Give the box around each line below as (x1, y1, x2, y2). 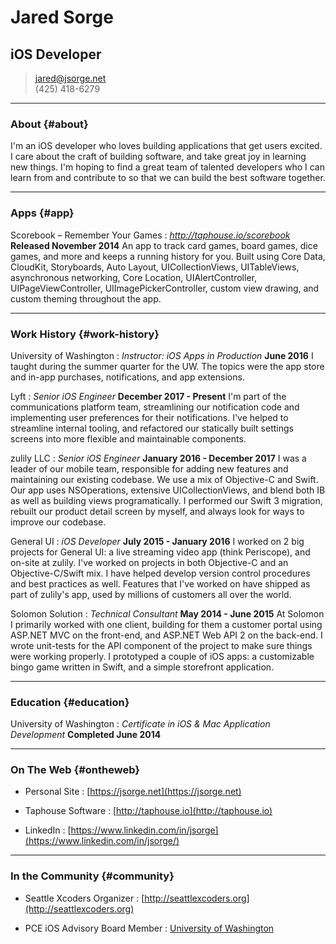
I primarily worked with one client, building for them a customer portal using (10, 618, 323, 630)
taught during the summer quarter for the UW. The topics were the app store (10, 360, 325, 372)
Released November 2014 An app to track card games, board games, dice (10, 239, 318, 251)
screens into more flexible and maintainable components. (10, 432, 247, 445)
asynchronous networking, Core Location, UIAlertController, (10, 271, 257, 283)
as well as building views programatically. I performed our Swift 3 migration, (10, 494, 323, 506)
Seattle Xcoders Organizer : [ (24, 892, 145, 904)
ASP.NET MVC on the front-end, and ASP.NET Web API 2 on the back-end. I (10, 629, 323, 641)
